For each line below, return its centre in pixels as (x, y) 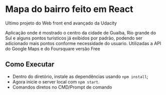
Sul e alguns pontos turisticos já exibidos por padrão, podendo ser (74, 38)
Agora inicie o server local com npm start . (56, 81)
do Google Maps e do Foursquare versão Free (53, 48)
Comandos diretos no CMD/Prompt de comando (62, 87)
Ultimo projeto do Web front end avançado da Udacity (61, 23)
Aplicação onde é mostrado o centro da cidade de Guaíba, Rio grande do (81, 32)
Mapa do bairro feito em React (69, 9)
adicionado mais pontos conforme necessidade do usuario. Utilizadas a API (83, 43)
